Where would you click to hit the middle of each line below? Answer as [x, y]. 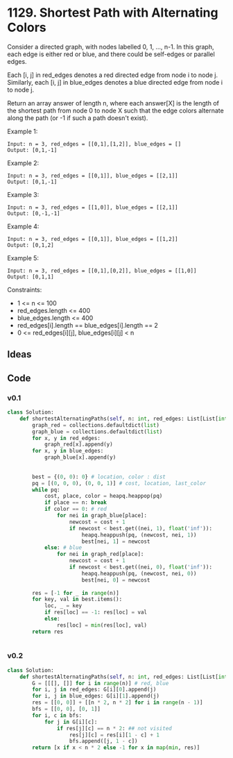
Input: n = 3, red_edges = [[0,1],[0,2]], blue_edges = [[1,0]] [102, 271]
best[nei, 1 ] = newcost [116, 541]
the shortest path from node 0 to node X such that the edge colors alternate [115, 110]
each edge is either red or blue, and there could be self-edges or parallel [111, 54]
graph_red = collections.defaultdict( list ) [96, 425]
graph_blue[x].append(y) [80, 457]
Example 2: [23, 163]
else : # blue [63, 548]
